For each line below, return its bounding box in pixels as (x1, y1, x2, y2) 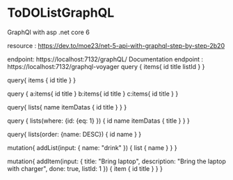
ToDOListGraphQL (7, 5, 115, 21)
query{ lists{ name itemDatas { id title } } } (7, 103, 127, 111)
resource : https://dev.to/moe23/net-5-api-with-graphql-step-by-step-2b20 (7, 41, 225, 50)
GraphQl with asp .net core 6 (7, 28, 90, 36)
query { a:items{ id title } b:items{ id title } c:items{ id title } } (7, 89, 179, 98)
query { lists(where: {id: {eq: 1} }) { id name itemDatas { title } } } (7, 117, 190, 125)
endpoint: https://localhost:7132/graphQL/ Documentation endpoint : (7, 54, 204, 63)
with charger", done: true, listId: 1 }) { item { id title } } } (7, 164, 163, 172)
